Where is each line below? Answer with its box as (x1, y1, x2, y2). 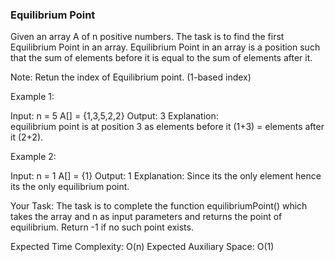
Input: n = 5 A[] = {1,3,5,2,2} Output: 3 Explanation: (10, 110, 219, 122)
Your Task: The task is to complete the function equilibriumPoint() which (10, 200, 308, 212)
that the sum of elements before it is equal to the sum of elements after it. (10, 52, 313, 64)
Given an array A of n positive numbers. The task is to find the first (10, 31, 285, 43)
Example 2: (10, 151, 57, 163)
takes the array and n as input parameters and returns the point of (10, 211, 283, 223)
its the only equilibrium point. (10, 181, 130, 193)
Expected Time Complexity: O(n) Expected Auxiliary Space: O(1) (10, 241, 275, 253)
